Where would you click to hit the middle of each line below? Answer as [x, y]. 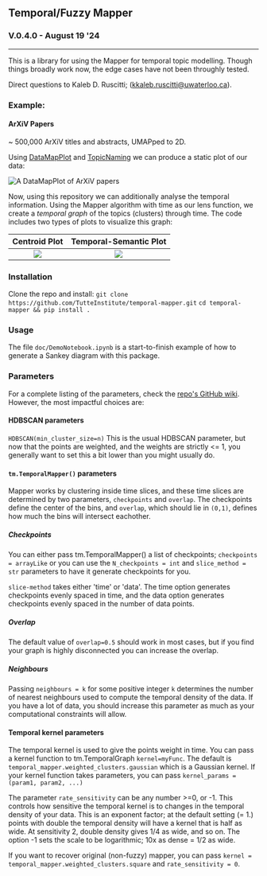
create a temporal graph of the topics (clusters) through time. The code [125, 213]
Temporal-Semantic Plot [119, 241]
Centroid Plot [38, 241]
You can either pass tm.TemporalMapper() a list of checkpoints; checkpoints [133, 555]
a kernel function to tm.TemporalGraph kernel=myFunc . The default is [120, 758]
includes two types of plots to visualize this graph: [91, 221]
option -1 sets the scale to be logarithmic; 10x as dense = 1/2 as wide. [122, 840]
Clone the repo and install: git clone [68, 294]
